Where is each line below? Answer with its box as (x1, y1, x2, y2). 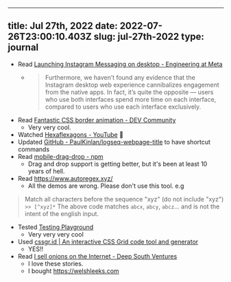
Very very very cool (27, 230, 84, 238)
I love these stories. (27, 259, 84, 268)
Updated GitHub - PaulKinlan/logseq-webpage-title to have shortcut (17, 138, 211, 146)
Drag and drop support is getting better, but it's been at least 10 (27, 160, 208, 168)
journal (8, 42, 39, 54)
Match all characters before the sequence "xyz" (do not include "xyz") (24, 195, 224, 203)
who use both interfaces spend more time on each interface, (45, 95, 217, 103)
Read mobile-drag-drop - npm (17, 152, 104, 160)
